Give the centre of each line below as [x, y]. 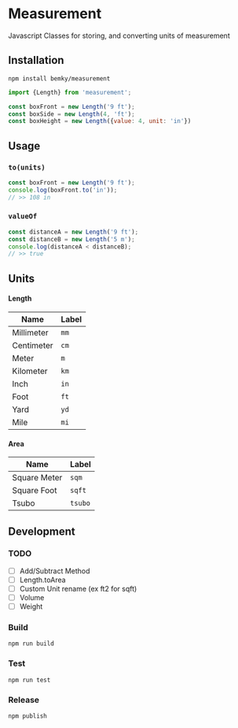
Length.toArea [42, 580]
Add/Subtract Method [55, 571]
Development [42, 531]
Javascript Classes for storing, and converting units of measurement [119, 35]
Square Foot [35, 491]
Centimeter [33, 345]
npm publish [27, 716]
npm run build [31, 644]
